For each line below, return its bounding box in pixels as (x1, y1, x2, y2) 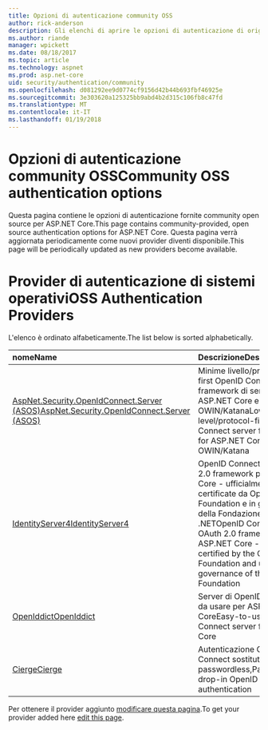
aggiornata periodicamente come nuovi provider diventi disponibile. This (8, 236, 245, 245)
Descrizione (198, 351, 245, 363)
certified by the (198, 548, 255, 559)
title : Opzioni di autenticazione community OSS (8, 11, 173, 20)
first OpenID (198, 375, 244, 386)
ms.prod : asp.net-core (8, 71, 84, 79)
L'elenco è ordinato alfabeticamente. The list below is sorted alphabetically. (8, 332, 254, 342)
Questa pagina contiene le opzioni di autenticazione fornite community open (8, 210, 259, 220)
